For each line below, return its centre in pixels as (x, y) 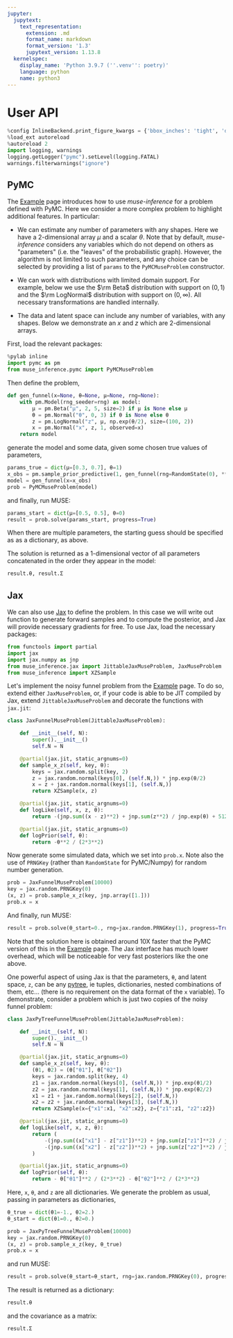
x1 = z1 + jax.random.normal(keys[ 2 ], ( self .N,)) (105, 1096)
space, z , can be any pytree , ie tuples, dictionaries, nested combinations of (114, 984)
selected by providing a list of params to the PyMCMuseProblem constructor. (121, 267)
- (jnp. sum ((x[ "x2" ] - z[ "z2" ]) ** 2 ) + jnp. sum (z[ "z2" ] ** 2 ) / (133, 1147)
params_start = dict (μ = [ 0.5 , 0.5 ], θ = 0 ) (67, 513)
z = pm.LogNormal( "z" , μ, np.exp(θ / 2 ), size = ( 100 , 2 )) (113, 421)
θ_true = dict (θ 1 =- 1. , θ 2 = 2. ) (51, 1212)
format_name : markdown (58, 40)
